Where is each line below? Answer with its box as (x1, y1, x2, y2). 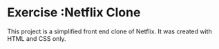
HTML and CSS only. (7, 34, 67, 42)
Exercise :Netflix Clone (7, 5, 141, 20)
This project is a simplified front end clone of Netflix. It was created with (7, 27, 212, 35)
